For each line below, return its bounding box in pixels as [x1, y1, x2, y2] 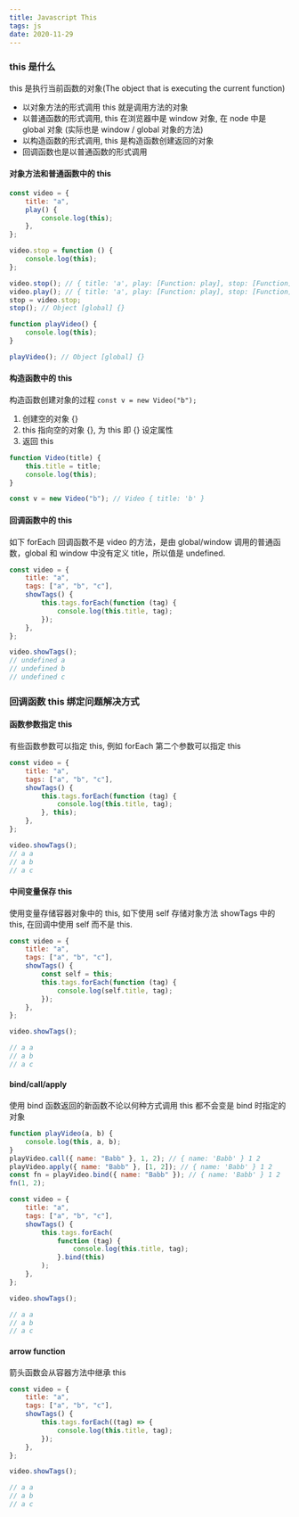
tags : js [9, 21, 42, 30]
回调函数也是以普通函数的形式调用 [21, 146, 148, 157]
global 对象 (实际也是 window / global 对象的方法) [21, 124, 204, 135]
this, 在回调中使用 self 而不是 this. [9, 919, 133, 929]
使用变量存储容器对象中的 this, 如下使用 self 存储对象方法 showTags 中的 [9, 907, 276, 919]
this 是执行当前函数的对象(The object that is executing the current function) [9, 82, 286, 94]
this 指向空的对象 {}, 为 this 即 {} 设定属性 [21, 425, 174, 435]
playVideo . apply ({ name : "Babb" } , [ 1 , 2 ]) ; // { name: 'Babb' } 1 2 [9, 1162, 273, 1171]
